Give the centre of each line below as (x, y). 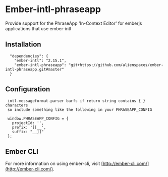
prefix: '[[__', (29, 127)
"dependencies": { (29, 56)
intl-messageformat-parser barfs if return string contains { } (76, 101)
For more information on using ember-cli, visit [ (54, 164)
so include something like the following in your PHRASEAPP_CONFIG (80, 109)
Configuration (28, 89)
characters (17, 105)
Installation (23, 45)
